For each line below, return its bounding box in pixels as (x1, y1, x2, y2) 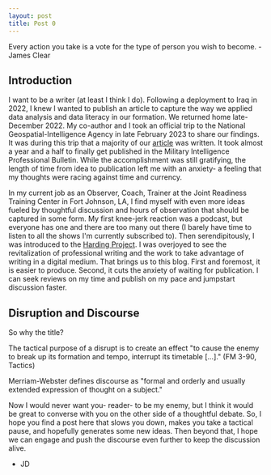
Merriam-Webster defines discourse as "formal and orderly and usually (8, 376, 246, 386)
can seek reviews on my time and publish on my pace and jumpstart (8, 274, 235, 284)
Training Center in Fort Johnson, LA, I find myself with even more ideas (8, 197, 245, 206)
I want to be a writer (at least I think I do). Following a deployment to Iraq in (8, 95, 257, 105)
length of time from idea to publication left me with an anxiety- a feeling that (8, 163, 261, 174)
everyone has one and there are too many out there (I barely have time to (8, 223, 252, 232)
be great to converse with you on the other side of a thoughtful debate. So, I (8, 409, 261, 419)
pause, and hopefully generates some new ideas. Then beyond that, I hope (8, 426, 259, 436)
